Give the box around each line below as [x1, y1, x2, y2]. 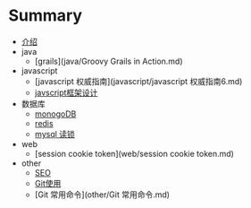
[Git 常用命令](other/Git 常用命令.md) [34, 189, 171, 200]
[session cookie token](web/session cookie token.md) [34, 148, 234, 159]
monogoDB [34, 108, 77, 119]
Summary [8, 5, 82, 26]
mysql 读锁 [34, 128, 75, 139]
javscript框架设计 [34, 87, 98, 98]
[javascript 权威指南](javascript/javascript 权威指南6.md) [34, 75, 243, 86]
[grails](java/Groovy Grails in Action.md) [34, 56, 184, 66]
